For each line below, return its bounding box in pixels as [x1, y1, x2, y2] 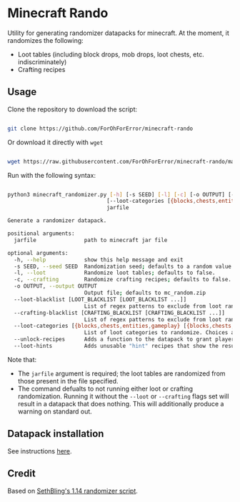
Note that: [7, 355, 37, 363]
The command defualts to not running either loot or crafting [17, 384, 194, 393]
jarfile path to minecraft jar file [14, 236, 168, 244]
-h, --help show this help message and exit [14, 256, 184, 263]
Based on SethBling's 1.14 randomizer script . [7, 486, 138, 495]
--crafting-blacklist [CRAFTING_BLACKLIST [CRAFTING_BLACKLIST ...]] [14, 309, 225, 316]
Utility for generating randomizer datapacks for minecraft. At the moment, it [7, 29, 230, 37]
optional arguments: [7, 249, 69, 256]
